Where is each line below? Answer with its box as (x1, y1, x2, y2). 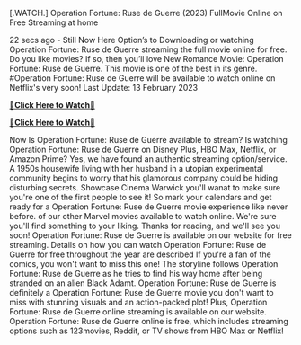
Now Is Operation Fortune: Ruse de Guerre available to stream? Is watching (9, 135, 288, 145)
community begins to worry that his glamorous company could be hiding (9, 172, 279, 183)
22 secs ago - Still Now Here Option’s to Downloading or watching (9, 35, 254, 45)
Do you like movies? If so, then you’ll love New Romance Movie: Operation (9, 54, 284, 64)
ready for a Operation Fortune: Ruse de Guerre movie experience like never (9, 201, 288, 212)
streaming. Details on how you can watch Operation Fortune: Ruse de (9, 240, 267, 250)
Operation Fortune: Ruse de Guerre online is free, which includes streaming (9, 316, 289, 326)
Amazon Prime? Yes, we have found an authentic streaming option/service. (9, 154, 288, 164)
